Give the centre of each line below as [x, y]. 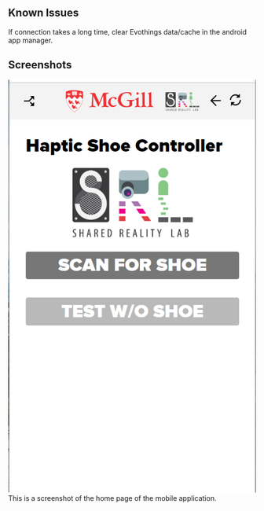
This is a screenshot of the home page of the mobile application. [112, 498]
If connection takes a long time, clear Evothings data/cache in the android [128, 31]
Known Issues [44, 13]
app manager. [31, 40]
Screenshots [40, 65]
